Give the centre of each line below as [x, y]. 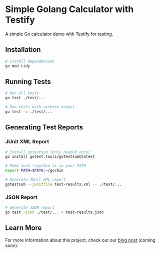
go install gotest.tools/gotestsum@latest [50, 157]
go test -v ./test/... [29, 112]
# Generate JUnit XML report [35, 180]
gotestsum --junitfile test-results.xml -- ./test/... [63, 184]
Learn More [23, 228]
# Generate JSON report [30, 208]
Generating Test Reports [44, 128]
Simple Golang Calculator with [69, 9]
